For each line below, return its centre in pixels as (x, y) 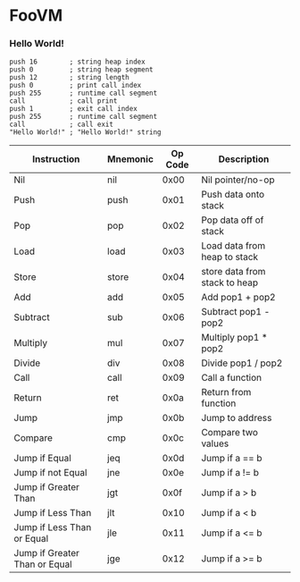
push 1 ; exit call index (74, 109)
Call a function (231, 378)
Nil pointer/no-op (237, 180)
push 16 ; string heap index (77, 62)
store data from (233, 272)
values (215, 443)
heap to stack (229, 257)
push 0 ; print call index (75, 86)
